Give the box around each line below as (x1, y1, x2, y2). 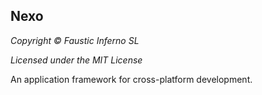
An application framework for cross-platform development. (10, 73, 253, 85)
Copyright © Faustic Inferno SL (10, 34, 140, 46)
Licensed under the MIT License (10, 54, 143, 66)
